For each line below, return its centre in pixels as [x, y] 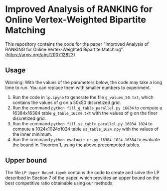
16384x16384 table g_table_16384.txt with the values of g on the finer [85, 113]
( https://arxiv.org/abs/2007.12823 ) [40, 54]
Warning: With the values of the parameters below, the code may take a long [84, 82]
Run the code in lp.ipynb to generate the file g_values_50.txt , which [83, 97]
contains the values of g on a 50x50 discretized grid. [67, 102]
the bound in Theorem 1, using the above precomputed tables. [76, 145]
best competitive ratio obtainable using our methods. [59, 183]
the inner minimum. [32, 134]
